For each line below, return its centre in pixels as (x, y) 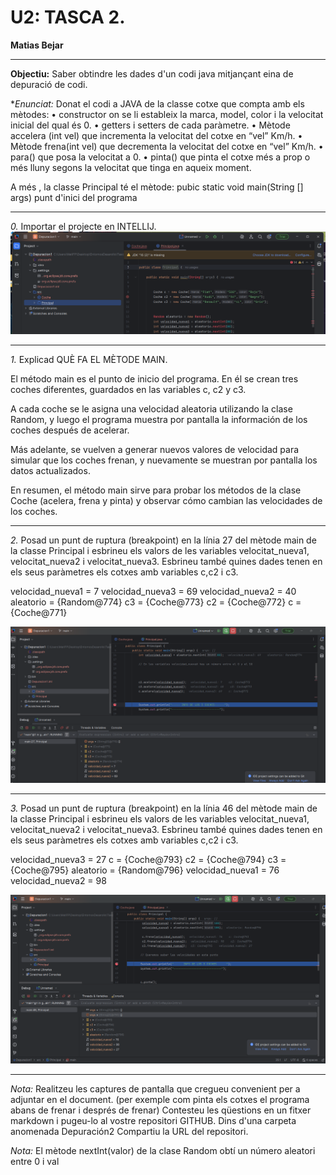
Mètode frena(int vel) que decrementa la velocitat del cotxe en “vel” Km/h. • (167, 146)
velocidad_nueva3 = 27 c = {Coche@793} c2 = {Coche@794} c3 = (148, 859)
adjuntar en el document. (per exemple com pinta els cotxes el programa (160, 1100)
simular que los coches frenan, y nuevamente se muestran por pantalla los (164, 460)
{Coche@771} (39, 612)
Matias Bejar (37, 45)
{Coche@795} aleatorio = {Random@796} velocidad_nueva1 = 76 (145, 870)
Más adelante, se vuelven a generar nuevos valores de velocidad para (155, 449)
